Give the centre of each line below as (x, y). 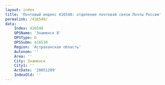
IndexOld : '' (28, 75)
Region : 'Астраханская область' (48, 47)
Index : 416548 (29, 28)
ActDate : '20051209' (35, 70)
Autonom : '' (26, 51)
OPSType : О (25, 38)
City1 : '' (24, 65)
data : (11, 24)
